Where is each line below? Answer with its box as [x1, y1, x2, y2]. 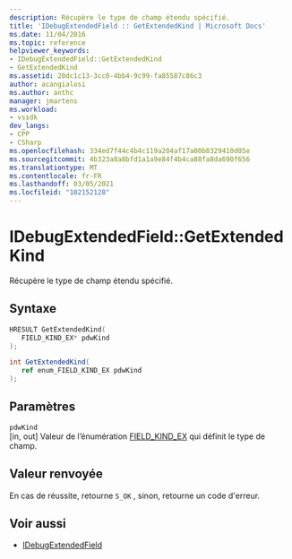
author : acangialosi [9, 80, 87, 89]
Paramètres [9, 400, 76, 415]
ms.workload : [9, 105, 58, 114]
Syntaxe [9, 301, 56, 316]
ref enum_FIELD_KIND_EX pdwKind [21, 366, 142, 375]
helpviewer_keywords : [9, 47, 90, 56]
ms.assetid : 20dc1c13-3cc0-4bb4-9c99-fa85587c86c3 [9, 72, 202, 81]
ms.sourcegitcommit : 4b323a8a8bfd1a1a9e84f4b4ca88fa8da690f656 [9, 154, 251, 164]
